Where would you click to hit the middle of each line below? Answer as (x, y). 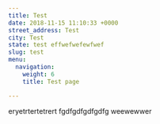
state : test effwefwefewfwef (56, 45)
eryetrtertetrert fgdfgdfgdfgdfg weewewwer (80, 111)
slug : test (26, 52)
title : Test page (51, 81)
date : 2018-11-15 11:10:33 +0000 (63, 23)
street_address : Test (44, 30)
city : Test (26, 38)
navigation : (35, 67)
